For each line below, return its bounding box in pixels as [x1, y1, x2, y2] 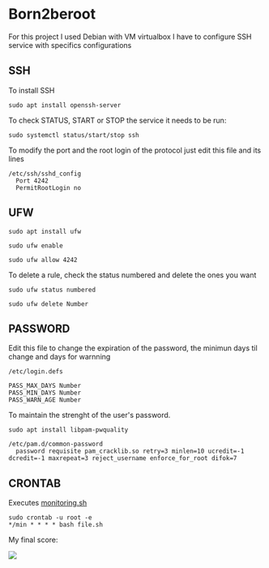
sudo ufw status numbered [8, 286, 96, 294]
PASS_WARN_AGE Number [8, 396, 82, 404]
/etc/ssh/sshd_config [8, 170, 82, 178]
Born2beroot [8, 5, 96, 24]
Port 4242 [15, 176, 49, 185]
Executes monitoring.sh [8, 498, 88, 508]
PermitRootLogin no [15, 183, 82, 191]
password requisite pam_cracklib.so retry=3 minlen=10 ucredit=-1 [15, 447, 245, 455]
